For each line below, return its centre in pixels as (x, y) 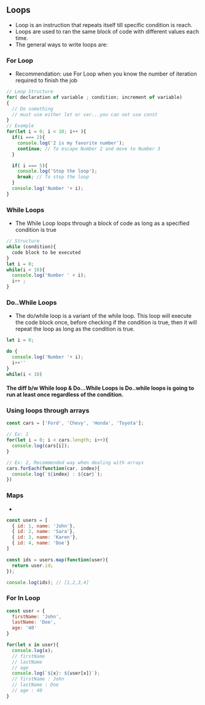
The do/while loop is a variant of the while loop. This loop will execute (103, 316)
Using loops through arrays (48, 411)
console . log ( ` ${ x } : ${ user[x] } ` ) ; (56, 673)
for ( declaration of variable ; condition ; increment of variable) (95, 97)
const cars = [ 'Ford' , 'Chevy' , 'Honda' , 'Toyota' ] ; (75, 423)
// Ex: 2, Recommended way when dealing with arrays (75, 463)
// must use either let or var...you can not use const (85, 114)
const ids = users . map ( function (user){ (57, 560)
